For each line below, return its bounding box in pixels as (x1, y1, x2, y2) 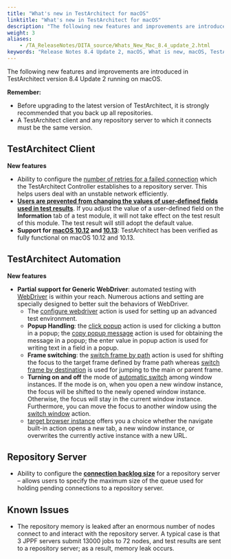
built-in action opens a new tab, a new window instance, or (27, 424, 195, 432)
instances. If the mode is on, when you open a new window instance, (27, 380, 223, 388)
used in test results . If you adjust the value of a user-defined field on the (16, 204, 224, 212)
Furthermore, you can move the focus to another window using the (27, 402, 217, 410)
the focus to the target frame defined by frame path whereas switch (27, 358, 220, 366)
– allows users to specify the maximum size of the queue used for (16, 476, 203, 485)
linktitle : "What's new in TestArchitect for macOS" (7, 17, 162, 23)
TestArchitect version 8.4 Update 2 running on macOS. (7, 74, 163, 83)
